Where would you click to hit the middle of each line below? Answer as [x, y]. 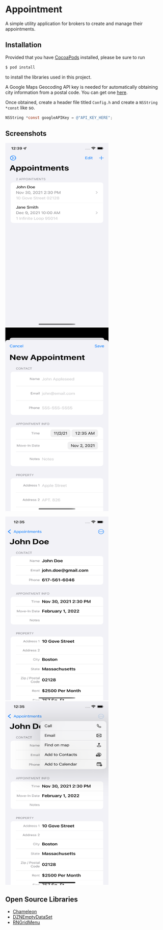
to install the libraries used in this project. [48, 77]
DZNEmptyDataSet [32, 917]
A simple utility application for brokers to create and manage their [74, 23]
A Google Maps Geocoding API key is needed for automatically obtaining [81, 87]
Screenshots [26, 133]
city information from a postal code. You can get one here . [66, 92]
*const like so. [20, 108]
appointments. [20, 29]
